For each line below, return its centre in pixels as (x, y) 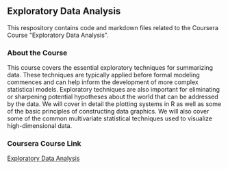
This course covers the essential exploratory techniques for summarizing (110, 68)
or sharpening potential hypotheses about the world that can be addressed (113, 97)
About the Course (37, 53)
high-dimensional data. (40, 126)
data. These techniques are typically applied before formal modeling (103, 75)
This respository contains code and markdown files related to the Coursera (113, 27)
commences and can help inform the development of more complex (103, 82)
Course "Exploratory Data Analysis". (58, 35)
